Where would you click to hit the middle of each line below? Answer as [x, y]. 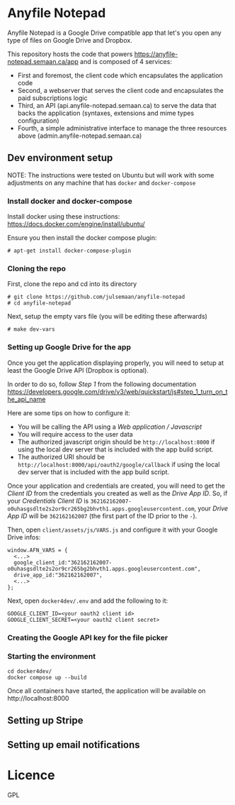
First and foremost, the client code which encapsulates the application [120, 75]
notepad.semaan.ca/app [43, 61]
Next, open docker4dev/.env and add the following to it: [88, 601]
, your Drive [211, 508]
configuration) [38, 120]
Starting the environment [52, 657]
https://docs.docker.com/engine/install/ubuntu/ [76, 224]
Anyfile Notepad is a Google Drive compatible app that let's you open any [114, 33]
